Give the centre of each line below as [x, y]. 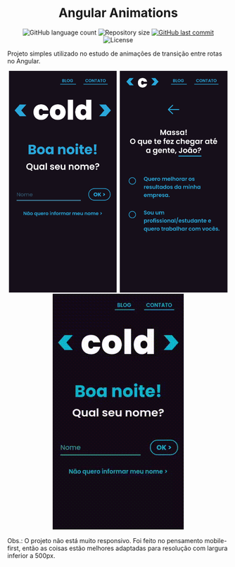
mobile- [216, 540]
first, [14, 548]
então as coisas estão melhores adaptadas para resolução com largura [125, 548]
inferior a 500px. [31, 555]
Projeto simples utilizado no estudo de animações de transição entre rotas [115, 53]
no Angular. [24, 60]
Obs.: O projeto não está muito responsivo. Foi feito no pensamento [105, 540]
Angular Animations [118, 13]
